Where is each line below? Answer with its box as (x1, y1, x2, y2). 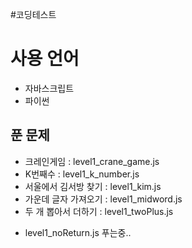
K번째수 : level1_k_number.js (24, 168, 140, 180)
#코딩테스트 (10, 9, 57, 20)
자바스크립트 (24, 82, 75, 94)
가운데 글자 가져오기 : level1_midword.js (24, 193, 183, 205)
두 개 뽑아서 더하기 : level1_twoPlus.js (24, 205, 174, 217)
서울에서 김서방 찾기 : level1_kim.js (24, 180, 162, 192)
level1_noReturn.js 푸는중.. (24, 226, 132, 238)
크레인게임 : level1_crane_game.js (24, 155, 160, 167)
